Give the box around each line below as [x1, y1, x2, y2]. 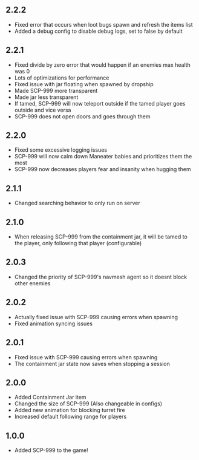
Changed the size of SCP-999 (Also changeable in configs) [14, 400, 163, 407]
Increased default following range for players [14, 413, 127, 421]
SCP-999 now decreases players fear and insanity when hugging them [14, 166, 191, 173]
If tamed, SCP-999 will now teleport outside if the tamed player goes [14, 100, 186, 107]
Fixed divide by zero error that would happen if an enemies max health [14, 61, 191, 69]
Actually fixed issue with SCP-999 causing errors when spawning [14, 313, 178, 320]
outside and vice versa [14, 106, 71, 113]
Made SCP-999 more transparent [14, 87, 98, 94]
